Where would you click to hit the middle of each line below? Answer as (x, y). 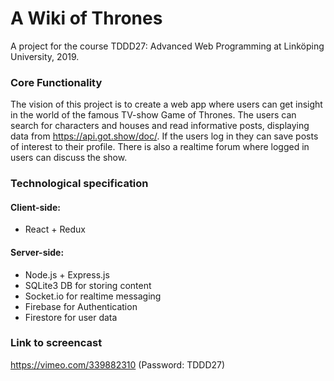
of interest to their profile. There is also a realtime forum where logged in (160, 147)
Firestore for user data (71, 317)
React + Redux (55, 229)
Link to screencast (56, 343)
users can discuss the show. (69, 158)
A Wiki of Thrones (86, 18)
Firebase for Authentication (81, 306)
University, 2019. (45, 56)
